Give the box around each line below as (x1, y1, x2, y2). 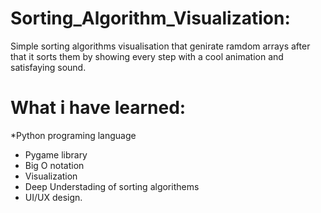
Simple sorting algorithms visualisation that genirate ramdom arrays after (10, 40, 311, 52)
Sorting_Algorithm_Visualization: (10, 7, 291, 30)
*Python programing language (10, 129, 137, 141)
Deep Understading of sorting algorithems (24, 180, 200, 192)
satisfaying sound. (10, 61, 87, 73)
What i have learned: (10, 97, 187, 119)
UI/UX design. (24, 191, 83, 203)
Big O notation (24, 159, 85, 171)
